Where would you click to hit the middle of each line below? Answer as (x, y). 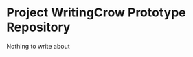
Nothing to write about (38, 46)
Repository (38, 27)
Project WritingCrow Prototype (96, 13)
